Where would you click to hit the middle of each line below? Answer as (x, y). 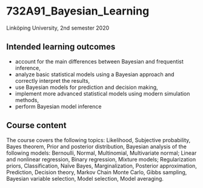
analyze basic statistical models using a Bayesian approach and (95, 74)
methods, (27, 100)
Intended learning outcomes (61, 47)
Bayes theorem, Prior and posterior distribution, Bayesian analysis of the (96, 146)
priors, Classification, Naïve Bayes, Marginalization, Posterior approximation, (101, 166)
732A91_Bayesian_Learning (78, 11)
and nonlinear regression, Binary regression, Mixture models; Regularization (101, 159)
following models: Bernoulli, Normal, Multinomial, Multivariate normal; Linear (101, 153)
